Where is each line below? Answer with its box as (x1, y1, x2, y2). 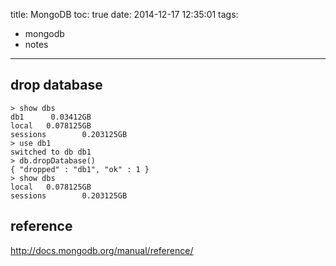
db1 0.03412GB (10, 112, 92, 122)
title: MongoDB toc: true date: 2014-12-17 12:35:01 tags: (10, 9, 239, 20)
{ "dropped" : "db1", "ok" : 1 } (10, 164, 150, 174)
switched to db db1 (10, 147, 92, 157)
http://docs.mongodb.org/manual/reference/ (10, 244, 194, 256)
